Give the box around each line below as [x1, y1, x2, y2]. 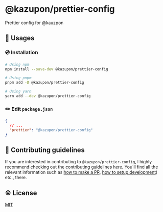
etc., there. [5, 175, 27, 181]
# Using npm [5, 62, 29, 67]
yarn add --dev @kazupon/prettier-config [5, 93, 91, 98]
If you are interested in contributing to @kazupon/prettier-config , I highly [5, 159, 152, 165]
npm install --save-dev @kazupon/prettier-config [5, 66, 109, 72]
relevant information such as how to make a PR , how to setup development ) [5, 169, 158, 175]
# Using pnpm [5, 75, 32, 81]
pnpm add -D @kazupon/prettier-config [5, 80, 84, 85]
